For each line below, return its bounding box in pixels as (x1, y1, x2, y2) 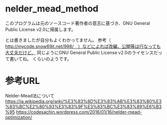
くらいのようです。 (32, 55, 72, 61)
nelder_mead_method (5, 3, 98, 14)
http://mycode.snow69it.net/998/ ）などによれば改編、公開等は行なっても (5, 43, 161, 49)
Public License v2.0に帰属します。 (5, 26, 76, 32)
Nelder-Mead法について (5, 92, 54, 98)
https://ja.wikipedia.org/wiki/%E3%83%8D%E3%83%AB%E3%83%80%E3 (5, 98, 162, 104)
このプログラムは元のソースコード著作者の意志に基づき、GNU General (5, 20, 150, 26)
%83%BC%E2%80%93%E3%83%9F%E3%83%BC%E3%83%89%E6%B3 (5, 103, 162, 109)
